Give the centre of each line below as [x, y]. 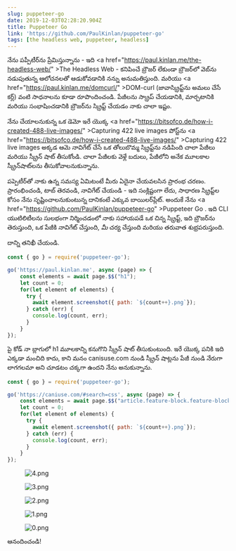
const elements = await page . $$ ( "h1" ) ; [78, 276]
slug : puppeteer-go [36, 14]
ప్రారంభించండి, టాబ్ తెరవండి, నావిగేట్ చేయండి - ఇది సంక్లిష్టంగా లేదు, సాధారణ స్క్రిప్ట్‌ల [113, 190]
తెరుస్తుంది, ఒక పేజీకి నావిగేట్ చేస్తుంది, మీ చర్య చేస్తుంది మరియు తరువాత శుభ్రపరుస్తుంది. [116, 227]
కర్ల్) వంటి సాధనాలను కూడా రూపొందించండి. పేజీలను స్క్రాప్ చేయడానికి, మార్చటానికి [111, 97]
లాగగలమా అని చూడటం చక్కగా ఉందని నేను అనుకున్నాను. [80, 367]
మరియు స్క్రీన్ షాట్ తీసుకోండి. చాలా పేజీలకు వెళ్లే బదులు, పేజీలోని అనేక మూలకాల [109, 157]
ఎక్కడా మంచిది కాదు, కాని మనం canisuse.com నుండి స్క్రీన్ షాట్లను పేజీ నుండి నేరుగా [115, 358]
